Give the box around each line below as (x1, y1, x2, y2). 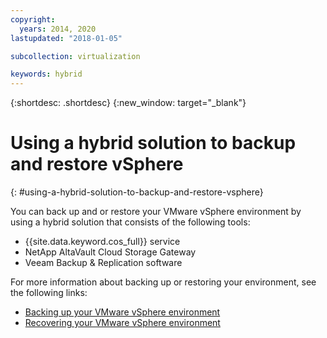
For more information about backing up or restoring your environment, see (10, 276, 317, 288)
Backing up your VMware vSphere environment (24, 306, 221, 318)
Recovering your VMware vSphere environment (24, 317, 221, 329)
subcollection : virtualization (10, 51, 141, 61)
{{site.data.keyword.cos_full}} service (24, 236, 181, 248)
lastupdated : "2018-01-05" (10, 33, 123, 43)
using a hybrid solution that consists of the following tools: (10, 216, 251, 228)
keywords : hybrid (10, 69, 83, 80)
